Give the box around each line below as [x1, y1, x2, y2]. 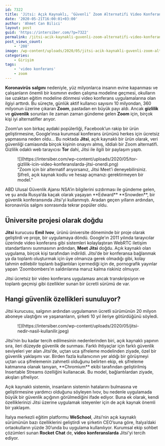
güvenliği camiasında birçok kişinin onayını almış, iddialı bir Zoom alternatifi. [5, 141, 159, 147]
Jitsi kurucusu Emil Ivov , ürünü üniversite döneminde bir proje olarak [5, 229, 145, 235]
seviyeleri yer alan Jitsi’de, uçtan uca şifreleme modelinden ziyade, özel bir [5, 348, 157, 354]
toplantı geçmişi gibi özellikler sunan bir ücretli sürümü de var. [5, 281, 130, 287]
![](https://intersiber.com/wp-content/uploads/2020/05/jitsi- [17, 323, 139, 328]
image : [5, 48, 19, 53]
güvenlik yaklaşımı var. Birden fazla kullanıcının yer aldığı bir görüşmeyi [5, 353, 149, 359]
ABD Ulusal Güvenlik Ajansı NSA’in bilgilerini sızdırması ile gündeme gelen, [5, 186, 156, 192]
